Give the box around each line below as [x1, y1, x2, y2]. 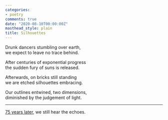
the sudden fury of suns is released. [5, 64, 80, 70]
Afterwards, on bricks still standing [5, 74, 77, 80]
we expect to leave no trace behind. [5, 49, 79, 55]
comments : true [5, 16, 37, 21]
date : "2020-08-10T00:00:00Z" [5, 21, 68, 26]
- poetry [5, 12, 23, 17]
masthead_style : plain [5, 26, 52, 31]
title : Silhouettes [5, 30, 46, 35]
